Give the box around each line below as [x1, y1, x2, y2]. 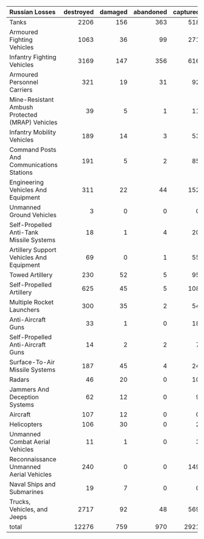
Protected [9, 110, 38, 119]
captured [172, 8, 200, 16]
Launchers [9, 306, 40, 314]
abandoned [133, 8, 168, 16]
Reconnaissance [9, 455, 56, 463]
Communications [9, 161, 58, 169]
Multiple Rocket [9, 298, 54, 306]
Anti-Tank [9, 228, 39, 236]
